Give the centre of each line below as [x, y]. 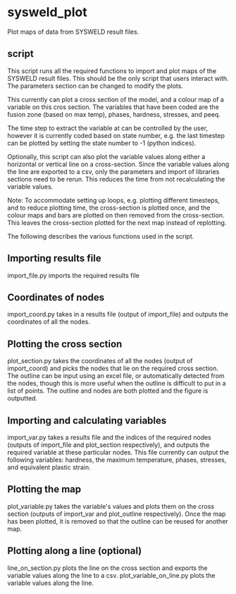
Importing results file [54, 259]
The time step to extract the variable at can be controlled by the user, [108, 128]
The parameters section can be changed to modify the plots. [95, 86]
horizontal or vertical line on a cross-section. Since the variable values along [118, 164]
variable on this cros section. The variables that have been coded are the [113, 107]
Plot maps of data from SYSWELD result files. [73, 32]
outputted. [22, 398]
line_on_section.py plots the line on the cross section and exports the [107, 568]
